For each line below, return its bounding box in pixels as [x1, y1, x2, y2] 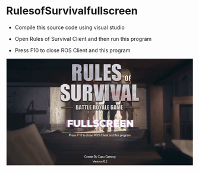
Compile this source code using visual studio [14, 24, 125, 31]
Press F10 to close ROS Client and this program [14, 46, 131, 54]
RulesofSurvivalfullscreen [6, 4, 138, 18]
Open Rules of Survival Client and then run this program [14, 35, 152, 42]
